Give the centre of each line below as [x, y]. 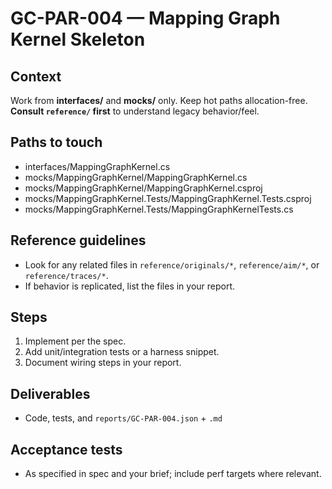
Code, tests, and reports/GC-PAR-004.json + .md [123, 418]
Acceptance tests [66, 449]
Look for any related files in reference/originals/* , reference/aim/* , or [172, 264]
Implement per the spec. [75, 341]
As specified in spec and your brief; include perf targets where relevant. [173, 474]
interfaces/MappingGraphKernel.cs [97, 166]
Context [36, 76]
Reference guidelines [78, 240]
